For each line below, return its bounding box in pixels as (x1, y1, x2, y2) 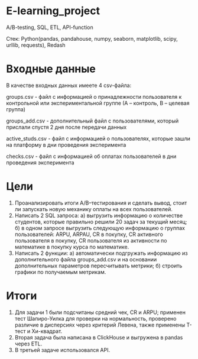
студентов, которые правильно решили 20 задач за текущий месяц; (14, 218, 187, 225)
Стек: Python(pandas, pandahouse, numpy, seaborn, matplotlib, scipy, (6, 35, 178, 42)
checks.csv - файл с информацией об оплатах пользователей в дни (6, 153, 177, 160)
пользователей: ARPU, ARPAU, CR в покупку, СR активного (14, 231, 164, 238)
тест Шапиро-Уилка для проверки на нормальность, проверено (14, 315, 177, 322)
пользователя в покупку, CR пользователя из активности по (14, 237, 167, 244)
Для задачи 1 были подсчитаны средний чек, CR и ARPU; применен (14, 309, 186, 316)
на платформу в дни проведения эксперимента (6, 141, 126, 148)
